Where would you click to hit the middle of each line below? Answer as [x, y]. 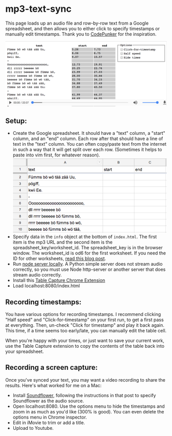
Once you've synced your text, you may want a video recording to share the [85, 380]
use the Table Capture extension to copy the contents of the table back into [85, 346]
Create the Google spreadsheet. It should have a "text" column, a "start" [89, 133]
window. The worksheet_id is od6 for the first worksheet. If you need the [89, 253]
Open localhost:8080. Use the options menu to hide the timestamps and [89, 406]
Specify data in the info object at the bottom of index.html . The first [85, 237]
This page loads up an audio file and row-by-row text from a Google [77, 23]
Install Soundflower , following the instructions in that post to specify [84, 395]
